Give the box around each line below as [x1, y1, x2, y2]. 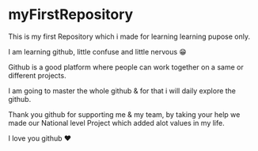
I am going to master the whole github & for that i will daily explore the [8, 85, 236, 96]
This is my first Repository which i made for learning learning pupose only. [8, 32, 251, 41]
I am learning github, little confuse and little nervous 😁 [8, 47, 188, 56]
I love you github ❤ [8, 133, 72, 143]
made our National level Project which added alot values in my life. [8, 118, 225, 127]
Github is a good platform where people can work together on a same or [8, 62, 244, 72]
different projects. [8, 70, 66, 80]
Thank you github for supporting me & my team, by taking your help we [8, 109, 241, 119]
